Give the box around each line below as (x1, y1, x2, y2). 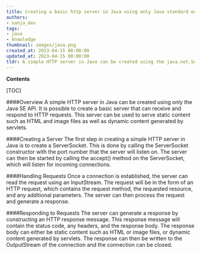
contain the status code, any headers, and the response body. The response (6, 222, 194, 229)
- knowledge (6, 36, 36, 42)
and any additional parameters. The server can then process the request (6, 191, 185, 198)
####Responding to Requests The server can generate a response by (6, 209, 178, 216)
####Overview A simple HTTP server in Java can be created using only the (6, 98, 193, 105)
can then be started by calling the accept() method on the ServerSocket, (6, 154, 185, 161)
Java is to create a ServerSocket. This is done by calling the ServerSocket (6, 142, 188, 149)
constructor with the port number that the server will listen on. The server (6, 148, 187, 155)
